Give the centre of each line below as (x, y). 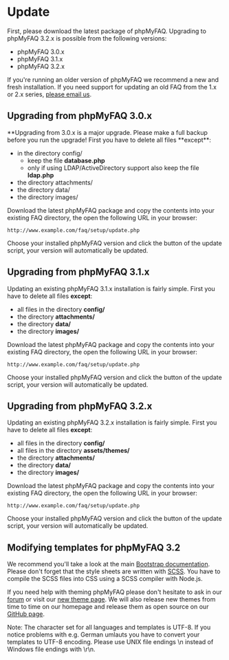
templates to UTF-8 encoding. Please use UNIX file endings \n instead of (110, 642)
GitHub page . (26, 614)
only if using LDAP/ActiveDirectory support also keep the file (113, 168)
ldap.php (41, 175)
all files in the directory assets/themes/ (73, 451)
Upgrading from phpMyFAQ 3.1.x (78, 272)
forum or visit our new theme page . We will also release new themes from (111, 599)
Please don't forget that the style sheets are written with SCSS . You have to (114, 571)
